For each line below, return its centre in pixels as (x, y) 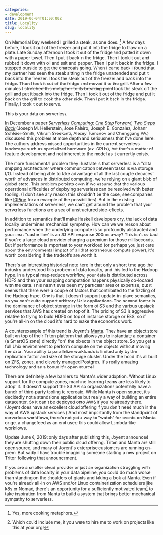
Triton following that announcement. (41, 458)
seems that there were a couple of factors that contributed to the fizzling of (80, 290)
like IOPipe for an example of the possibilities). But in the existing (70, 199)
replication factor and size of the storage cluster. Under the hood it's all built (81, 356)
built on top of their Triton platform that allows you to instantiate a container (81, 336)
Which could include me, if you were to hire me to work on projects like (83, 522)
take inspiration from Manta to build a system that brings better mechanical (80, 494)
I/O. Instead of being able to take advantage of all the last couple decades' (80, 173)
